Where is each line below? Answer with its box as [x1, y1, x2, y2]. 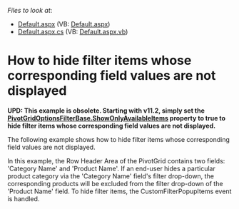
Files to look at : [7, 6, 53, 14]
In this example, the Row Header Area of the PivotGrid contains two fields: [7, 156, 225, 165]
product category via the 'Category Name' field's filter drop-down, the [7, 171, 214, 180]
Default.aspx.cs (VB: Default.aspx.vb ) [17, 28, 128, 36]
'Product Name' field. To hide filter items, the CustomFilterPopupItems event [7, 187, 232, 195]
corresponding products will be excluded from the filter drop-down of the [7, 179, 223, 188]
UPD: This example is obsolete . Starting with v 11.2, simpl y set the [7, 106, 205, 115]
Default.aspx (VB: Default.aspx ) [17, 20, 111, 28]
